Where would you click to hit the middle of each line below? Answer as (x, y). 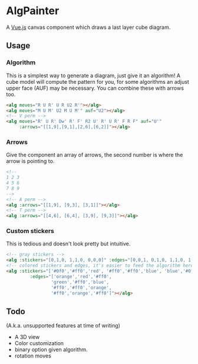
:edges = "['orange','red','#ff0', (71, 276)
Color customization (39, 343)
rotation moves (33, 356)
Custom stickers (30, 231)
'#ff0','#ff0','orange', (81, 287)
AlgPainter (33, 11)
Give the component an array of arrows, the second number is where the (95, 155)
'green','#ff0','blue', (80, 282)
